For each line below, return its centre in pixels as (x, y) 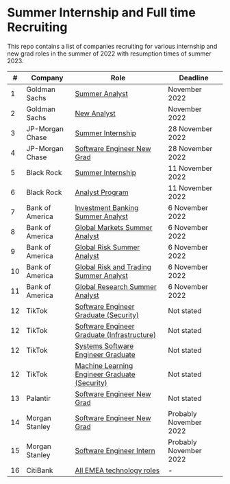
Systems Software (104, 346)
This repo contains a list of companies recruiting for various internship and (112, 46)
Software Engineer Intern (115, 450)
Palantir (39, 398)
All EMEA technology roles (117, 470)
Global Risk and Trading (113, 267)
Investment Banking (107, 207)
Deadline (194, 78)
